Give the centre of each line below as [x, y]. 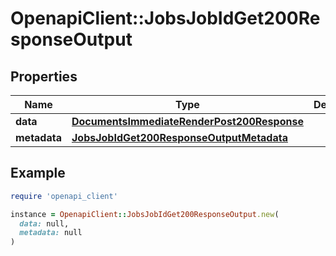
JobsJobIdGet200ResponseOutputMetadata [179, 137]
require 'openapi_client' [64, 196]
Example [38, 173]
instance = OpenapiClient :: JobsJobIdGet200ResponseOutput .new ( [145, 214]
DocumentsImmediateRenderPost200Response [187, 121]
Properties [44, 76]
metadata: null [51, 233]
